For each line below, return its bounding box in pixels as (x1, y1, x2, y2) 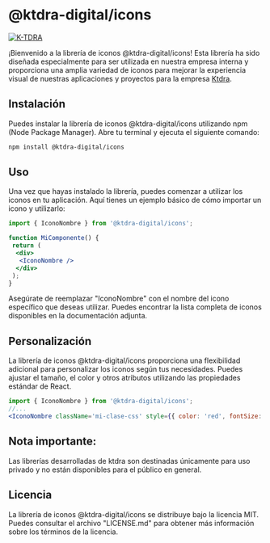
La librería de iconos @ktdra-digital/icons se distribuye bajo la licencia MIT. (8, 509, 259, 519)
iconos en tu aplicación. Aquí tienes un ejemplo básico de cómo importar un (8, 196, 262, 205)
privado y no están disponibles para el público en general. (8, 465, 202, 474)
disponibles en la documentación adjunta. (8, 311, 148, 321)
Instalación (8, 97, 66, 111)
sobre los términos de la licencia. (8, 527, 119, 537)
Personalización (8, 334, 92, 348)
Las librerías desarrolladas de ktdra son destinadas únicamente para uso (8, 456, 251, 465)
